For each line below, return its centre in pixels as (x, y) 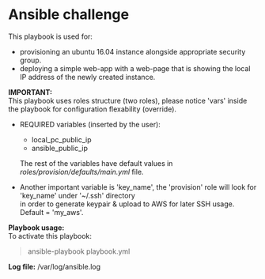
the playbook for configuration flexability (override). (92, 109)
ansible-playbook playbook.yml (79, 251)
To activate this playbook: (50, 236)
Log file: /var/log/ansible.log (55, 266)
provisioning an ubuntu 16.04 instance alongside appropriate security (132, 51)
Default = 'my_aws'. (51, 212)
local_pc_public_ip (62, 139)
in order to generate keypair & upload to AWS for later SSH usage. (127, 204)
